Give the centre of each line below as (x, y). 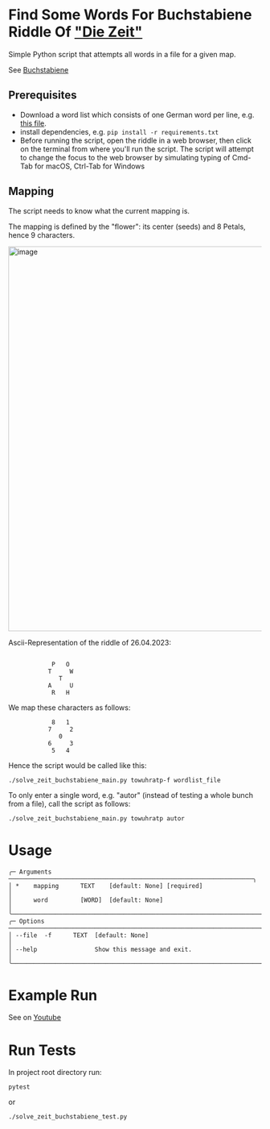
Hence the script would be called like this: (78, 765)
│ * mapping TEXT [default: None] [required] (106, 886)
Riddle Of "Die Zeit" (76, 32)
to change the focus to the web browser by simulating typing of (125, 157)
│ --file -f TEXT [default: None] (79, 935)
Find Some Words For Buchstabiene (130, 15)
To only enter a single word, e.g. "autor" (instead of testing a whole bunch (131, 795)
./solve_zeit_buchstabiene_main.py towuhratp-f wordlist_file (115, 780)
